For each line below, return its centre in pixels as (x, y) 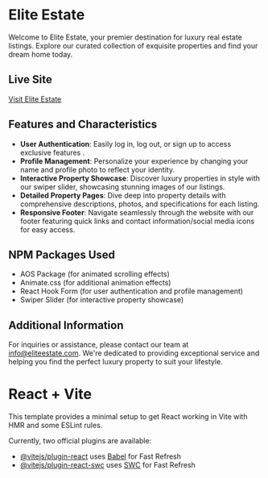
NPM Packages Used (62, 254)
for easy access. (47, 229)
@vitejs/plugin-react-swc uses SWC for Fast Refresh (107, 465)
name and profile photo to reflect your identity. (97, 169)
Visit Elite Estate (35, 99)
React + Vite (50, 395)
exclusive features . (52, 152)
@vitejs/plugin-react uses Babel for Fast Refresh (101, 456)
